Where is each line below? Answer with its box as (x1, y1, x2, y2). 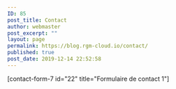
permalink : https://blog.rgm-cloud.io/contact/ (7, 42, 149, 49)
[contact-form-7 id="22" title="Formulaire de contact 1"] (7, 74, 170, 83)
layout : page (7, 36, 45, 43)
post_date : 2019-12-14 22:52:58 (7, 56, 101, 63)
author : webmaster (7, 23, 61, 30)
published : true (7, 49, 54, 56)
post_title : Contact (7, 17, 68, 24)
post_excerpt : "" (7, 29, 58, 37)
